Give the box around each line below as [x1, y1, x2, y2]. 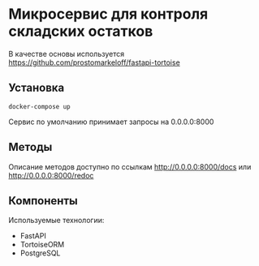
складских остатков [8, 22, 153, 41]
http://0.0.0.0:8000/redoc [8, 170, 94, 180]
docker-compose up [8, 102, 71, 110]
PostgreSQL [19, 248, 61, 258]
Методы [8, 140, 53, 154]
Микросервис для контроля [8, 5, 209, 24]
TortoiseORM [19, 240, 65, 250]
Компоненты [8, 194, 79, 208]
